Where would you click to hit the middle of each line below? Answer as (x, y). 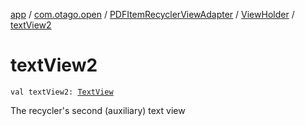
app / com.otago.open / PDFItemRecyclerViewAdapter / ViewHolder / (152, 14)
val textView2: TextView (62, 92)
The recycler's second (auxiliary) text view (98, 110)
